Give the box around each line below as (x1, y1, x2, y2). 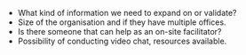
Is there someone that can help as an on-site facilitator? (17, 27, 222, 36)
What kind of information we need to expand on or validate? (17, 8, 237, 18)
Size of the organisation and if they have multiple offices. (17, 17, 226, 27)
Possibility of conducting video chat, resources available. (17, 35, 227, 46)
